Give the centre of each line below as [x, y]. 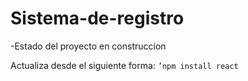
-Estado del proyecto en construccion [88, 46]
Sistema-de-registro [97, 18]
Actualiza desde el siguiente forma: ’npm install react [124, 65]
